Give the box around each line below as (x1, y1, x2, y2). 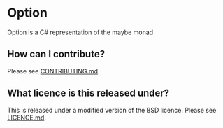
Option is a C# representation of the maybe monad (7, 28, 154, 36)
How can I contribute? (7, 48, 106, 60)
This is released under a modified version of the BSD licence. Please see (7, 106, 217, 114)
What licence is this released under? (7, 87, 170, 99)
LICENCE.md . (7, 113, 47, 122)
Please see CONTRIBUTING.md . (7, 66, 100, 75)
